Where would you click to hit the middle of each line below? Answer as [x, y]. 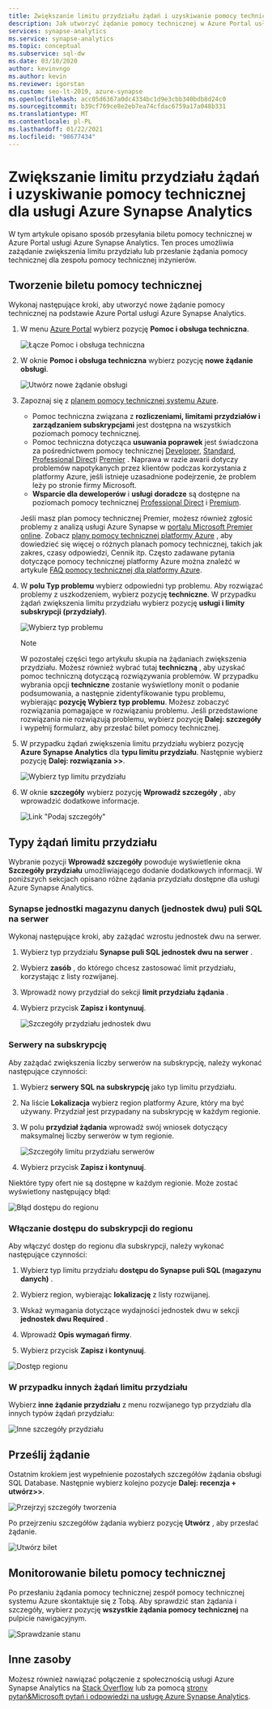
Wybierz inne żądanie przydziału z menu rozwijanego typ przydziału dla [130, 1405]
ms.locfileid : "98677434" [52, 136]
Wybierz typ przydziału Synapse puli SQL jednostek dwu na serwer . [136, 952]
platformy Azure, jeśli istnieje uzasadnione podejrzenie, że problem [144, 477]
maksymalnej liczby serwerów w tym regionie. [97, 1135]
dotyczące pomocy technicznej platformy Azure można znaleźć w [130, 562]
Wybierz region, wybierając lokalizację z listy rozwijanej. [115, 1295]
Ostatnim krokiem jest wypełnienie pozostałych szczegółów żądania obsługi [135, 1474]
